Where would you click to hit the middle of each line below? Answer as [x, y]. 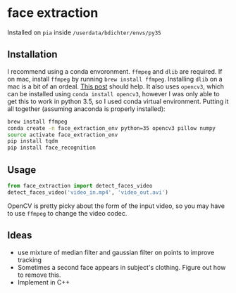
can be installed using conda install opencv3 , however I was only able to [113, 93]
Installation [32, 54]
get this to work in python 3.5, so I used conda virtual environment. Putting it [118, 101]
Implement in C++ [44, 282]
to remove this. [39, 275]
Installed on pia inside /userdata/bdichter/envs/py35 [84, 32]
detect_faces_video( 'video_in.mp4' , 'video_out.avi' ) [88, 192]
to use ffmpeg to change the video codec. [67, 213]
